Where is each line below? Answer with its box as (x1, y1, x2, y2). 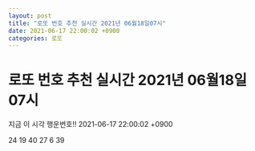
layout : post (8, 11, 52, 20)
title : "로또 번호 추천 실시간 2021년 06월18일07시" (8, 19, 167, 27)
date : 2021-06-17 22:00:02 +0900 (8, 27, 120, 35)
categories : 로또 (8, 34, 63, 43)
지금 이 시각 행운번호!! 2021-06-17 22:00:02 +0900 (8, 120, 173, 129)
